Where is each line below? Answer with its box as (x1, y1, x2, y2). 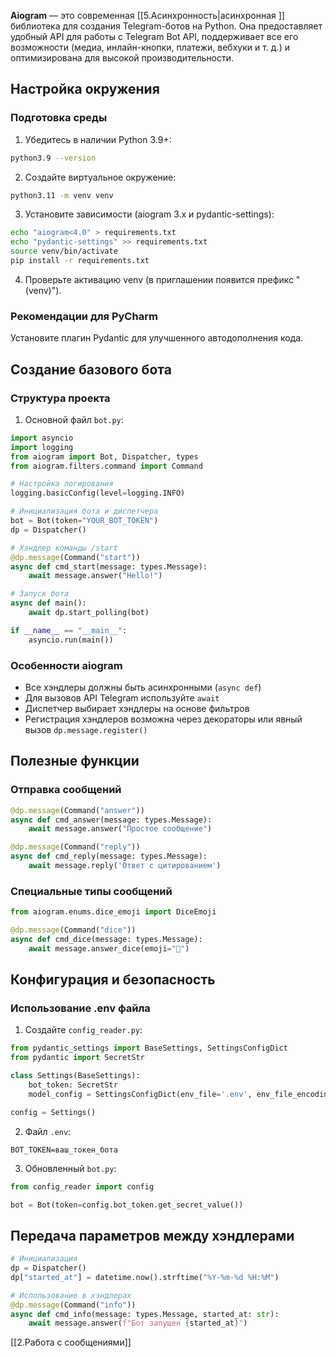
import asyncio (10, 433, 74, 443)
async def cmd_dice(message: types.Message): (10, 934, 203, 944)
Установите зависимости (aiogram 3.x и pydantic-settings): (24, 208, 275, 220)
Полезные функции (10, 753, 140, 770)
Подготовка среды (10, 111, 108, 125)
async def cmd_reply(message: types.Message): (10, 851, 208, 862)
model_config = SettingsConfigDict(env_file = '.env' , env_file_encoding (28, 1089, 333, 1099)
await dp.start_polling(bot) (28, 608, 150, 618)
